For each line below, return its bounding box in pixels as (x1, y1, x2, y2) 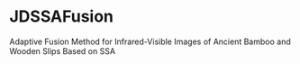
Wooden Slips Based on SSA (9, 45, 115, 56)
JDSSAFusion (9, 6, 114, 27)
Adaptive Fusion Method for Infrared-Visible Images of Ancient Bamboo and (9, 36, 291, 47)
